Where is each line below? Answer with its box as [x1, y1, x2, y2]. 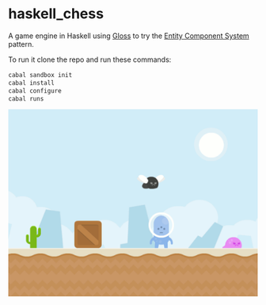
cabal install [8, 78, 55, 87]
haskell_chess [8, 5, 104, 23]
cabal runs [8, 94, 44, 103]
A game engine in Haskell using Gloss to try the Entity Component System [8, 31, 249, 40]
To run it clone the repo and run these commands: [8, 55, 172, 64]
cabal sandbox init [8, 71, 73, 79]
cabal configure [8, 86, 62, 95]
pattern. [8, 39, 34, 48]
